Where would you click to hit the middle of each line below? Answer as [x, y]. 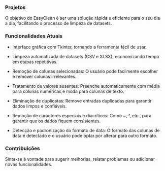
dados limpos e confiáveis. [39, 106]
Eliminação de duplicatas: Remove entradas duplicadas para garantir [82, 101]
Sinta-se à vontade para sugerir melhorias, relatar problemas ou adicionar [80, 159]
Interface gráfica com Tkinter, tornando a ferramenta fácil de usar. [79, 47]
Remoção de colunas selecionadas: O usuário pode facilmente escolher [85, 71]
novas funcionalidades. [29, 164]
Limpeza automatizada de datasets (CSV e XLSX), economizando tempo [85, 56]
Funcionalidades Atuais [34, 36]
